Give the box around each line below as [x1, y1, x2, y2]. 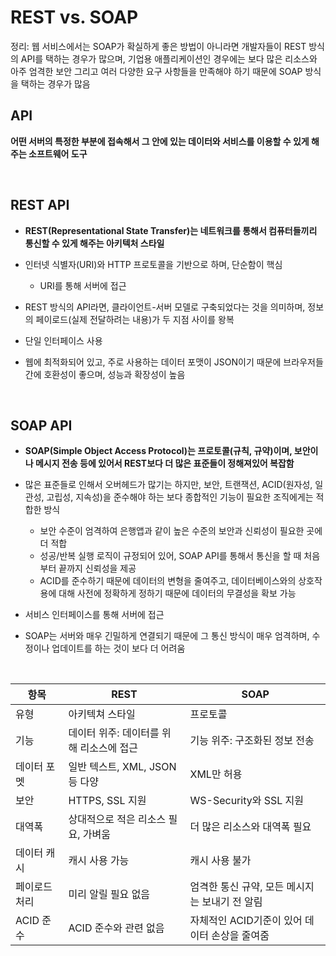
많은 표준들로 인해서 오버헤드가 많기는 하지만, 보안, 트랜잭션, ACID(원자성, [24, 479, 313, 491]
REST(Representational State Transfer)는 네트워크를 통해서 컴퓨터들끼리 [24, 224, 318, 236]
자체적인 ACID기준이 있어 [189, 914, 303, 928]
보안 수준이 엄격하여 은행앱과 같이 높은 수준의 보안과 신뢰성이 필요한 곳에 [39, 525, 323, 537]
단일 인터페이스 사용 [24, 334, 103, 346]
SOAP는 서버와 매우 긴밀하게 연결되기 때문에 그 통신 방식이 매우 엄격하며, [24, 630, 310, 642]
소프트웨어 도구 [28, 147, 88, 160]
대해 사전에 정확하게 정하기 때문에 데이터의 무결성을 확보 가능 [58, 587, 297, 600]
